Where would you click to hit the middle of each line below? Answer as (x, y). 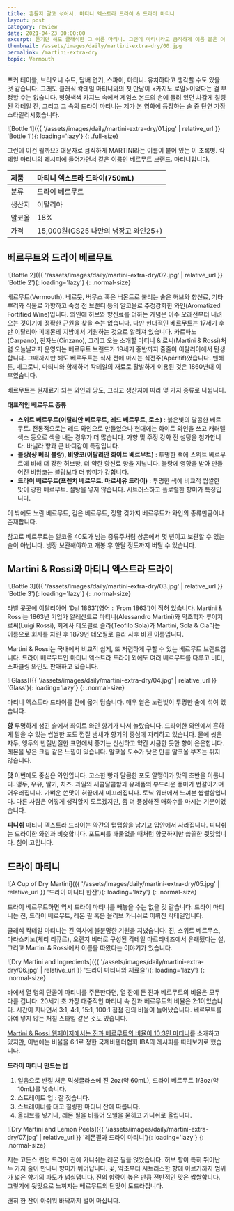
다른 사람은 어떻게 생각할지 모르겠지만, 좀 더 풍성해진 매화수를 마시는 (109, 802)
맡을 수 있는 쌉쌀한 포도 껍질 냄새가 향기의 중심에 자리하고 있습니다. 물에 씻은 (118, 734)
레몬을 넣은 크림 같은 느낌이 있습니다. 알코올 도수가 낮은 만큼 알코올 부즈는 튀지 (114, 752)
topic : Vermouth (31, 59)
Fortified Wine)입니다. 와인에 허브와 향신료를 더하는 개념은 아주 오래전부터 (109, 314)
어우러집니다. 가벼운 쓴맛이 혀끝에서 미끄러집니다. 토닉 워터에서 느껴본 (102, 793)
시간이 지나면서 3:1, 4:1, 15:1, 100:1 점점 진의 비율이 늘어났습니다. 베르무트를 (119, 1010)
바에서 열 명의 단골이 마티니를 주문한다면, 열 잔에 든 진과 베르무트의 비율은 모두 (114, 992)
